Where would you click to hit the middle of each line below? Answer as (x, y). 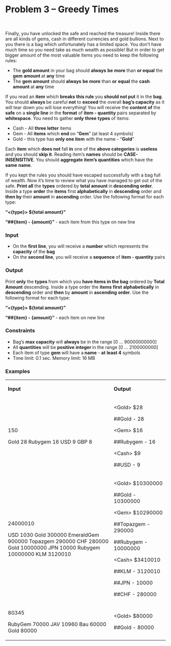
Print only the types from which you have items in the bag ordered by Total (85, 281)
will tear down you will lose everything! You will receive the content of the (83, 107)
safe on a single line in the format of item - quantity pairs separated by (81, 113)
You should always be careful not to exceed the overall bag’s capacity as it (85, 102)
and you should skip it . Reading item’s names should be (64, 154)
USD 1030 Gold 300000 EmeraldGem (53, 535)
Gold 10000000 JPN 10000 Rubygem (54, 548)
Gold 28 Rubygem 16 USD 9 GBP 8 (50, 442)
